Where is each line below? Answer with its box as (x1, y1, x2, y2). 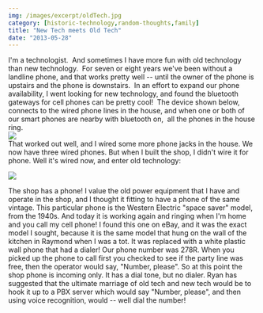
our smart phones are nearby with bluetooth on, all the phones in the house (8, 114, 255, 124)
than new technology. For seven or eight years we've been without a (8, 64, 233, 74)
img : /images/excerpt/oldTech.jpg (8, 11, 122, 20)
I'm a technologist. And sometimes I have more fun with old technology (8, 55, 242, 65)
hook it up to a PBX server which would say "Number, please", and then (8, 287, 241, 297)
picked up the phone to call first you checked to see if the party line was (8, 254, 243, 263)
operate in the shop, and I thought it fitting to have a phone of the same (8, 195, 241, 204)
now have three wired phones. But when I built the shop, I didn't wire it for (8, 147, 249, 157)
